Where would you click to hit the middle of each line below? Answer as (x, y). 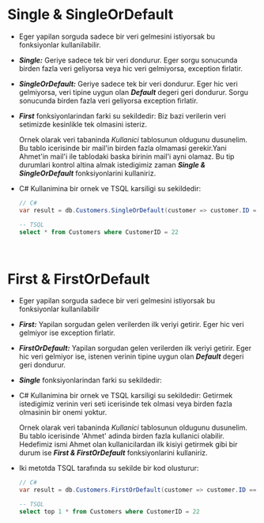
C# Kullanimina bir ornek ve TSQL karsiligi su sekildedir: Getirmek (126, 396)
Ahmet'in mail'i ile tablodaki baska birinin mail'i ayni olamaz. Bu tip (126, 156)
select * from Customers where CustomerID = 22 (99, 232)
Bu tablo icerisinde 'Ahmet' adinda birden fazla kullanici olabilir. (121, 436)
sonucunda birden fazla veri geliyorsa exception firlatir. (108, 100)
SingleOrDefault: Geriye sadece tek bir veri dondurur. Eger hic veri (128, 84)
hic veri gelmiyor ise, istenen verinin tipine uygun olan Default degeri (131, 356)
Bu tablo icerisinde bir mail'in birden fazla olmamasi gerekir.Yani (123, 148)
